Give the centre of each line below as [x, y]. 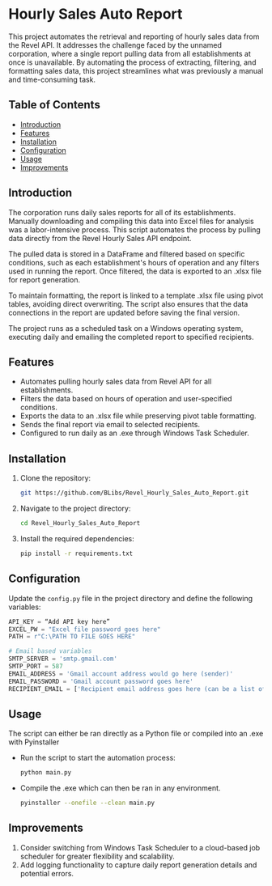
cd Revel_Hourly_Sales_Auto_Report [80, 524]
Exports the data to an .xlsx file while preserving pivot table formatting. [138, 416]
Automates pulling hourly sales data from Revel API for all [116, 382]
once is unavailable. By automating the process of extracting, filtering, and [132, 62]
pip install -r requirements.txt [76, 553]
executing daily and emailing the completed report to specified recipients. [131, 337]
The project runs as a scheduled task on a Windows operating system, [126, 328]
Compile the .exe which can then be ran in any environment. [120, 788]
